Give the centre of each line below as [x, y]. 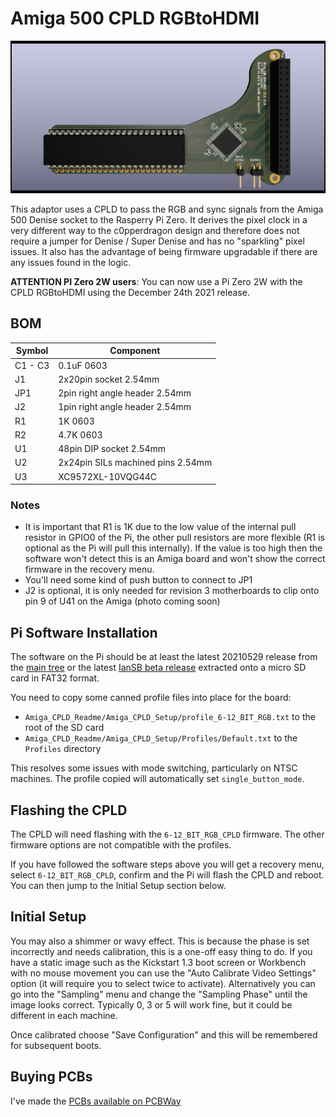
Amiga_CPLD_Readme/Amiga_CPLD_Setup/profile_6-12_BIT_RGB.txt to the [170, 717]
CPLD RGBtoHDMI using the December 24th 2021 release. [130, 293]
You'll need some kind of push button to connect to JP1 [138, 580]
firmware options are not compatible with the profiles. [121, 845]
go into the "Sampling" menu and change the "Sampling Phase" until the [159, 994]
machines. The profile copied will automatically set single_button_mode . [157, 779]
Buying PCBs [51, 1077]
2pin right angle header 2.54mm [125, 393]
